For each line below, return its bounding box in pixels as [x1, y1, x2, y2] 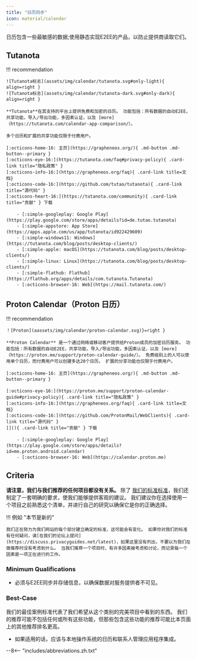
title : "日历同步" [6, 9, 48, 15]
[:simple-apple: [21, 247, 62, 253]
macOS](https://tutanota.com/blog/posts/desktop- [63, 247, 188, 253]
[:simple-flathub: [21, 270, 67, 276]
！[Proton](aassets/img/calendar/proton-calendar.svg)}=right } [6, 328, 166, 334]
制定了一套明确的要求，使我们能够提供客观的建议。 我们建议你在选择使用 [6, 494, 182, 501]
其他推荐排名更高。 [16, 623, 63, 630]
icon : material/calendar [6, 15, 67, 22]
